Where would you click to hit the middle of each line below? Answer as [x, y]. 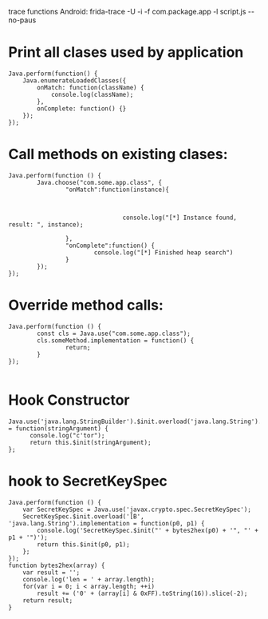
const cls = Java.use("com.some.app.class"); [114, 333]
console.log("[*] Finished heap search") [164, 252]
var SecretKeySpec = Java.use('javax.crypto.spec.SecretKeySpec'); [137, 509]
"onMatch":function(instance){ [117, 190]
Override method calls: [86, 305]
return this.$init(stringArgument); [90, 442]
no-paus [22, 20]
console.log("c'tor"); [67, 435]
